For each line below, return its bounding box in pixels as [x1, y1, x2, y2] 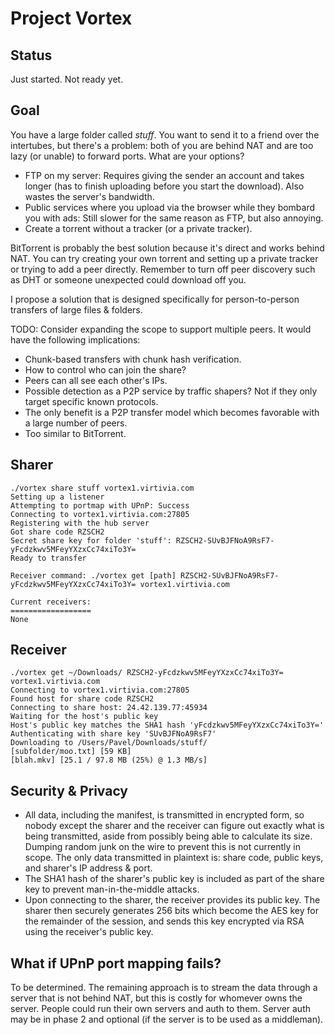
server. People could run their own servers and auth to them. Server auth [10, 1003, 312, 1015]
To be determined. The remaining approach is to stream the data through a [10, 982, 318, 994]
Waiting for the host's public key [10, 712, 159, 722]
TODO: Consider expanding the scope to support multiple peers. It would [10, 323, 312, 335]
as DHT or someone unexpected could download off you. [10, 273, 247, 286]
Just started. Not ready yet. [10, 73, 124, 85]
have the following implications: [10, 333, 141, 346]
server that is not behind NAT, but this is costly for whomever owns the [10, 992, 303, 1004]
